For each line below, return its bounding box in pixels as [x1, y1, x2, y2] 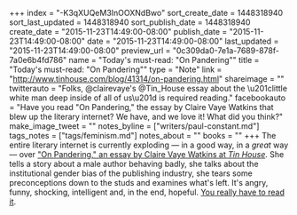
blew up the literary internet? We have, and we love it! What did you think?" [9, 111, 284, 122]
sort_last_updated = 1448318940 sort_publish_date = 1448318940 [9, 17, 251, 28]
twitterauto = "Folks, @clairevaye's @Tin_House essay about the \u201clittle [9, 84, 288, 93]
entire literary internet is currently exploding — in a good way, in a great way [9, 139, 289, 150]
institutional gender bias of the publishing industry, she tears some [9, 168, 253, 179]
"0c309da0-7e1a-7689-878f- [172, 45, 279, 56]
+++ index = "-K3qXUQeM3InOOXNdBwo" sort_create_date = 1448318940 [9, 8, 284, 18]
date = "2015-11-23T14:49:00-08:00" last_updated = [87, 36, 279, 46]
